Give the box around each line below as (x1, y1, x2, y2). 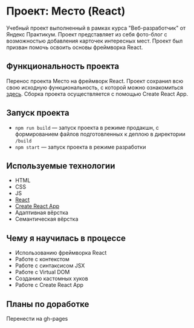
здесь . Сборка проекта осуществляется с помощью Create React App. (6, 90, 189, 98)
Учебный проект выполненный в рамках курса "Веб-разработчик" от (6, 24, 186, 32)
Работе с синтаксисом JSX (15, 262, 85, 269)
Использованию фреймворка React (15, 249, 107, 256)
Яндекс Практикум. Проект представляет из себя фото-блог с (6, 30, 167, 38)
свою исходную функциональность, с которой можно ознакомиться (6, 84, 183, 91)
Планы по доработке (6, 299, 89, 309)
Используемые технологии (6, 161, 115, 171)
